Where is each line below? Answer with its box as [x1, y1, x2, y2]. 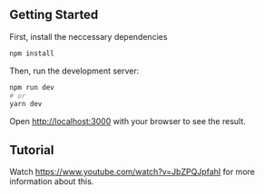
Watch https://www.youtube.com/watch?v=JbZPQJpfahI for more [9, 167, 256, 178]
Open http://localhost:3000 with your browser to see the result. [9, 116, 247, 127]
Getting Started [9, 7, 99, 23]
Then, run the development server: [9, 65, 140, 76]
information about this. [9, 176, 94, 187]
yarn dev [9, 100, 43, 109]
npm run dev [9, 82, 54, 92]
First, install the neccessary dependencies [9, 31, 168, 42]
